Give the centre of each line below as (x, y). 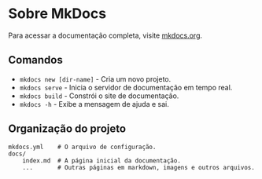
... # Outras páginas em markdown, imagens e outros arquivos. (139, 167)
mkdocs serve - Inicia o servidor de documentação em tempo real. (126, 87)
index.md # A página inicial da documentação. (101, 161)
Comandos (35, 60)
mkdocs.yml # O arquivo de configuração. (82, 147)
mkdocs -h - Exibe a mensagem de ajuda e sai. (94, 104)
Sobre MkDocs (57, 14)
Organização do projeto (67, 129)
